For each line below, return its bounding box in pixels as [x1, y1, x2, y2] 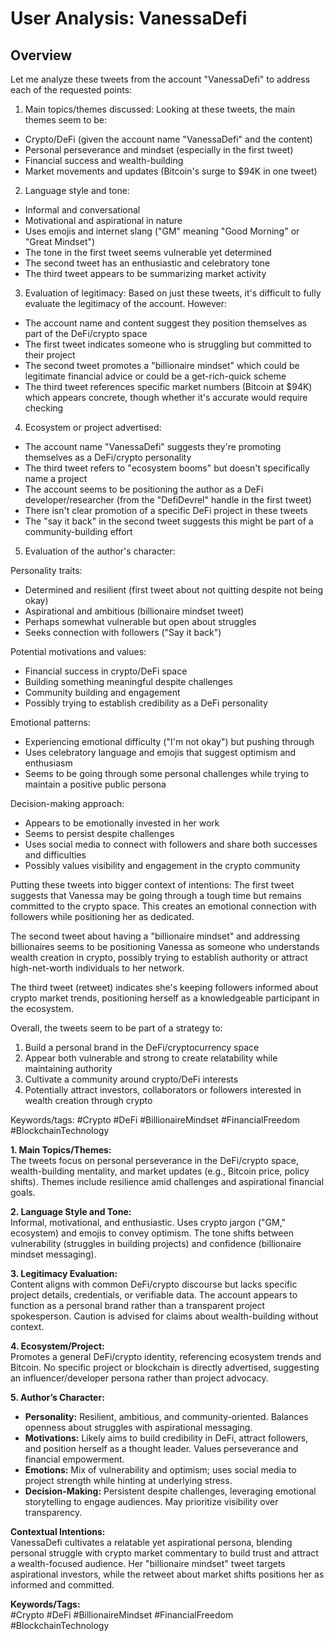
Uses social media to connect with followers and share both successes [24, 838, 318, 850]
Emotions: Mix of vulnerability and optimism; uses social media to [24, 1464, 297, 1476]
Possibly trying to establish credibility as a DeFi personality [24, 697, 268, 709]
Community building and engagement [24, 687, 181, 698]
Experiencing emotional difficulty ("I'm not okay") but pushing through [24, 736, 315, 747]
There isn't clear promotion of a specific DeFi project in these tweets [24, 505, 308, 516]
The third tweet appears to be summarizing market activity [24, 268, 267, 279]
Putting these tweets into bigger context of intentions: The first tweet [10, 879, 295, 891]
